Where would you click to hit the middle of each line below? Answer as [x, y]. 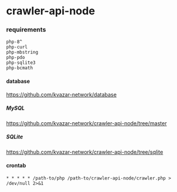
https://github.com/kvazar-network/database [61, 94]
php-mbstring [22, 52]
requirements [26, 30]
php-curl [17, 47]
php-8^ [14, 42]
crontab [16, 166]
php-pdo [16, 58]
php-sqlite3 [21, 63]
